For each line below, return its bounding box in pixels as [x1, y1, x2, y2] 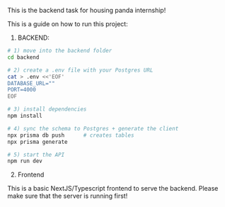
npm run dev [7, 157, 42, 165]
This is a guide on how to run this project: [7, 20, 129, 28]
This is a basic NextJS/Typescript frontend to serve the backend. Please [7, 184, 219, 193]
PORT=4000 [7, 86, 37, 94]
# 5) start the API [7, 151, 65, 158]
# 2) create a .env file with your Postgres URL [7, 67, 154, 74]
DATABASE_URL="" [7, 79, 55, 87]
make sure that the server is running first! [7, 191, 128, 201]
